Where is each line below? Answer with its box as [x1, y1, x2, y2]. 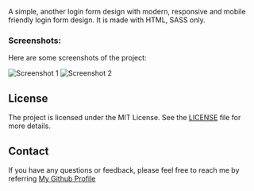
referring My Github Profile [8, 173, 96, 183]
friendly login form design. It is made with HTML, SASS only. [8, 15, 206, 25]
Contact [8, 144, 49, 158]
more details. [8, 121, 52, 131]
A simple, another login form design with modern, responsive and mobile [8, 7, 246, 16]
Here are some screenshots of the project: [8, 53, 147, 63]
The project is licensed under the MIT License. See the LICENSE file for [8, 113, 241, 123]
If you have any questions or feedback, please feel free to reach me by [8, 165, 240, 174]
